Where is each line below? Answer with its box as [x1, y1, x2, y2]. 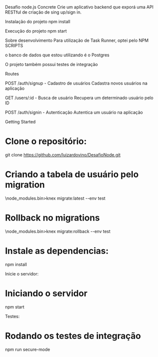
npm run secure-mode [5, 346, 50, 352]
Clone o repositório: [5, 136, 87, 147]
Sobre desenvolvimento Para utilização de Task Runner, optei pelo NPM [5, 37, 149, 43]
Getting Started [5, 119, 36, 124]
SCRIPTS [5, 43, 23, 48]
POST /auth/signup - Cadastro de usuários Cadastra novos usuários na [5, 80, 148, 86]
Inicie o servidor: [5, 271, 39, 276]
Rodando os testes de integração [5, 330, 141, 341]
